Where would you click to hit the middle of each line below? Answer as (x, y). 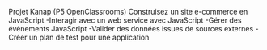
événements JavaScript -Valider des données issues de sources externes (131, 29)
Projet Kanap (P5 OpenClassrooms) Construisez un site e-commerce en (128, 12)
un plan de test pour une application (89, 37)
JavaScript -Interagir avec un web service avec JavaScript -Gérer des (125, 20)
